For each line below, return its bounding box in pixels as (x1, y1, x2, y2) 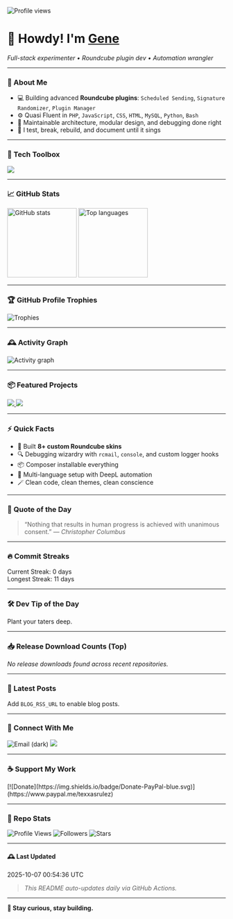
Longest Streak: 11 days (7, 574, 75, 583)
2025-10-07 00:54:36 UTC (7, 870, 84, 879)
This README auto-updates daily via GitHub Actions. (24, 884, 178, 892)
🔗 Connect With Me (7, 723, 74, 733)
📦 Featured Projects (7, 380, 78, 390)
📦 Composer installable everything (17, 461, 119, 469)
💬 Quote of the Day (7, 504, 72, 514)
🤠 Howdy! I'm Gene (7, 31, 120, 46)
